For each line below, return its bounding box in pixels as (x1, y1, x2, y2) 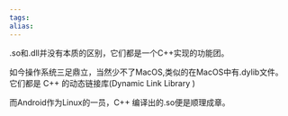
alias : (9, 22, 34, 31)
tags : (9, 13, 30, 22)
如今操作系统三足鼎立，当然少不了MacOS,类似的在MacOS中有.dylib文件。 (9, 67, 283, 77)
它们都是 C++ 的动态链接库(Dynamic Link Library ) (9, 77, 196, 88)
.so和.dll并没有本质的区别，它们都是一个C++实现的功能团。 (9, 47, 229, 58)
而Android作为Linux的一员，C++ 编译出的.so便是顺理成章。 (9, 96, 230, 108)
